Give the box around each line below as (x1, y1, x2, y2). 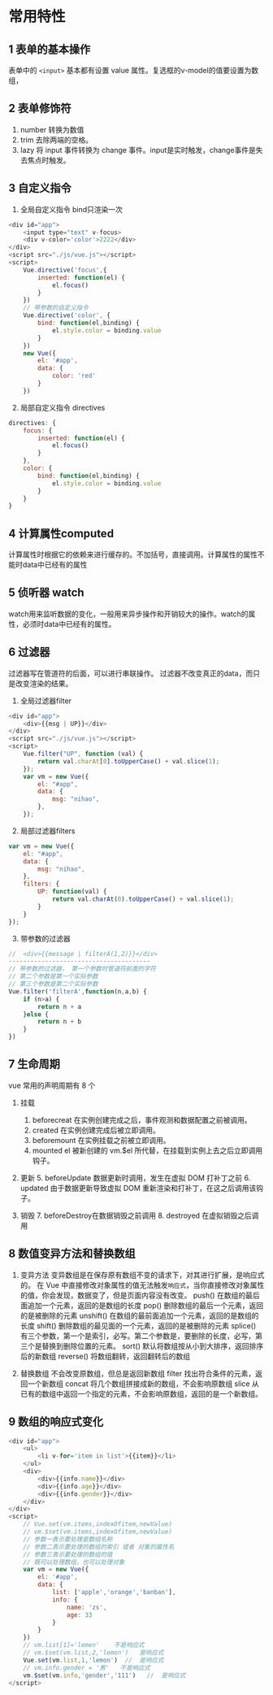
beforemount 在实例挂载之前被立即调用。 (32, 1135, 171, 1145)
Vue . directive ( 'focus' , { (23, 266, 107, 274)
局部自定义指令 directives (19, 402, 106, 412)
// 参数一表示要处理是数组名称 (23, 1535, 113, 1543)
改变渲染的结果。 (15, 678, 73, 688)
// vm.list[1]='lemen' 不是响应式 (23, 1641, 145, 1649)
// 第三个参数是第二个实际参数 (8, 980, 99, 989)
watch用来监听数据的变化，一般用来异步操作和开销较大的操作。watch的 (8, 609, 249, 619)
